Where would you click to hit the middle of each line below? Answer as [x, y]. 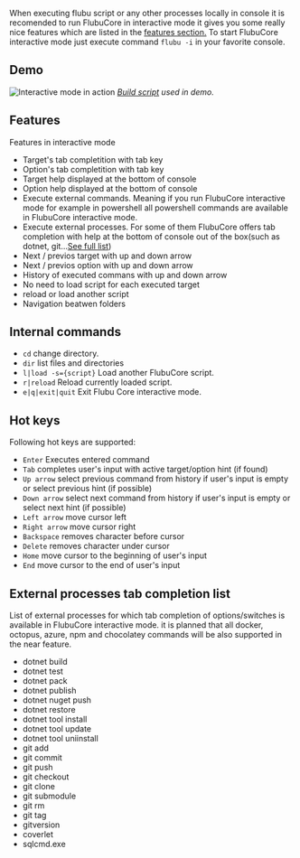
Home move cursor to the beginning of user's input [115, 555]
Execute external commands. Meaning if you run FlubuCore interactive [154, 198]
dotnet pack [45, 681]
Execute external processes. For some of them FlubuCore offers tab [149, 227]
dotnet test [42, 671]
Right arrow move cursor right [79, 527]
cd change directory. [61, 354]
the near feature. [41, 644]
